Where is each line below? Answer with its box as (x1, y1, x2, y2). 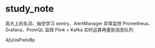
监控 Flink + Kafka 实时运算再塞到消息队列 (45, 26, 134, 33)
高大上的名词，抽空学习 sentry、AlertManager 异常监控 (5, 20, 122, 26)
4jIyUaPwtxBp (5, 36, 35, 43)
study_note (5, 3, 54, 15)
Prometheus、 (122, 20, 153, 26)
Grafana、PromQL (5, 26, 44, 33)
